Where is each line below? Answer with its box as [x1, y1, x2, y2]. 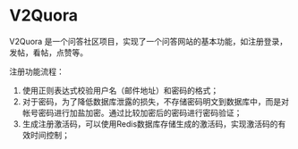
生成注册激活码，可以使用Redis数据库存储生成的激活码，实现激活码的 [21, 118, 279, 129]
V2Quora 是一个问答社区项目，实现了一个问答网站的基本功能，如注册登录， [9, 36, 288, 46]
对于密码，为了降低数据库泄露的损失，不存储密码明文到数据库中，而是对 [21, 95, 289, 107]
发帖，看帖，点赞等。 [9, 46, 88, 58]
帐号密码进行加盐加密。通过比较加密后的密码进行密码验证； [21, 107, 243, 118]
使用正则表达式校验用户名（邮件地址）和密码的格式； [21, 85, 219, 95]
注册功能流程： [9, 66, 64, 77]
